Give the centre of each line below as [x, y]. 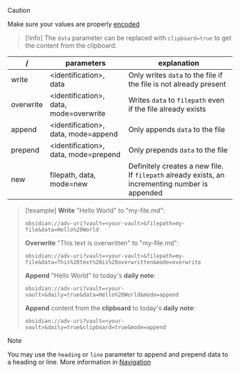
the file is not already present [177, 84]
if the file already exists [167, 109]
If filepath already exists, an [176, 175]
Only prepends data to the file [178, 150]
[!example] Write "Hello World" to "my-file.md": [95, 210]
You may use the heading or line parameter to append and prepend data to [118, 354]
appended [145, 193]
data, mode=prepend [85, 154]
